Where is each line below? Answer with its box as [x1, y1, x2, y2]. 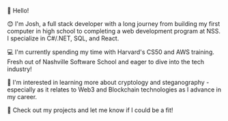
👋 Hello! [7, 7, 29, 14]
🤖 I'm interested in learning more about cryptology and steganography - [7, 79, 210, 86]
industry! [7, 65, 32, 73]
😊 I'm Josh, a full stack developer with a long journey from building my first [7, 20, 220, 27]
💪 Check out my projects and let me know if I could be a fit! [7, 106, 173, 114]
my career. [7, 93, 38, 100]
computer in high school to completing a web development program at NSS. [7, 27, 220, 35]
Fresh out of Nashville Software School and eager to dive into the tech [7, 58, 205, 66]
